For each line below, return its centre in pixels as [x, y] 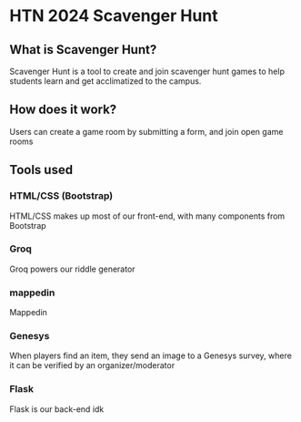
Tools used [41, 170]
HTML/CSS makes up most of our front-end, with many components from [147, 216]
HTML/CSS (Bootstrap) [61, 196]
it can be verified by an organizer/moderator [92, 365]
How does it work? [63, 110]
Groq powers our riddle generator [72, 269]
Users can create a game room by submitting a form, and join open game [146, 131]
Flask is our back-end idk [57, 409]
